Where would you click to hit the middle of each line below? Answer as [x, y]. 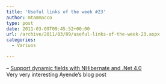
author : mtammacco [29, 18]
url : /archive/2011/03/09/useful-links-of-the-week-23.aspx [83, 34]
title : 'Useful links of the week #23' [56, 12]
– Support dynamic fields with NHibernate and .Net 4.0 [74, 68]
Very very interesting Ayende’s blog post [56, 74]
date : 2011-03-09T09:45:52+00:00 [48, 29]
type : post [20, 23]
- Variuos [24, 46]
